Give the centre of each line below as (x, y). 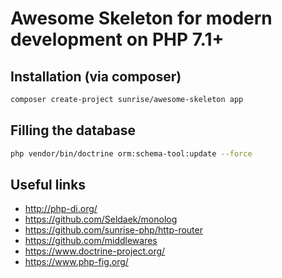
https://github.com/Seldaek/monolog (101, 219)
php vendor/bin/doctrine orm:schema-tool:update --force (131, 153)
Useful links (48, 184)
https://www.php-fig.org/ (76, 262)
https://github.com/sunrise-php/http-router (113, 230)
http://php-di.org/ (61, 209)
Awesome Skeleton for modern (141, 18)
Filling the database (73, 130)
